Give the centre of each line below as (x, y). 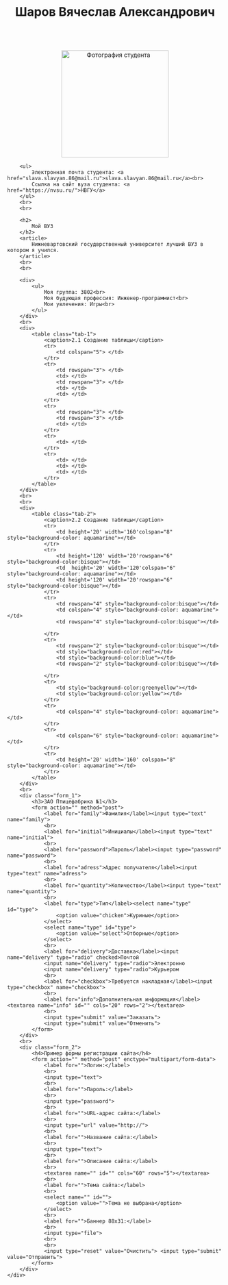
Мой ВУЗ (42, 227)
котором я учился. (33, 251)
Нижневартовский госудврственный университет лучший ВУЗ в (118, 245)
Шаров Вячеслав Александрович (115, 12)
